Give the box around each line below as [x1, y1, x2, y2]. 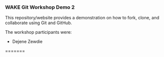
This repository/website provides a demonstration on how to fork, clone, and [5, 15, 160, 21]
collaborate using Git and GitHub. [5, 20, 72, 26]
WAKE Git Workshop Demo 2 [5, 4, 75, 11]
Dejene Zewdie [12, 39, 43, 44]
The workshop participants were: [5, 29, 72, 35]
